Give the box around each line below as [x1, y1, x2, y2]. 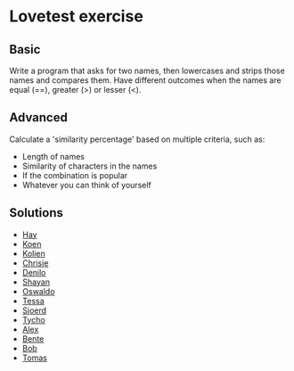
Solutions [9, 205, 64, 220]
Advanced [9, 110, 69, 126]
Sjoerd [21, 305, 47, 316]
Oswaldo [21, 285, 55, 296]
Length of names [21, 151, 85, 161]
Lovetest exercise [9, 6, 144, 27]
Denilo [21, 267, 46, 277]
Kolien [21, 248, 46, 259]
